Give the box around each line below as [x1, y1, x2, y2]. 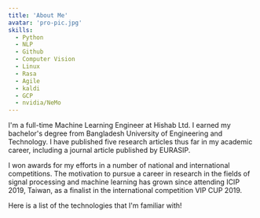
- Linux [15, 63, 41, 71]
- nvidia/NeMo [15, 99, 61, 107]
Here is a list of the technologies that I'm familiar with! [8, 201, 182, 210]
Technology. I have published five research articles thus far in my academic [8, 137, 253, 147]
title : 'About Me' [8, 11, 68, 20]
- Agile [15, 77, 41, 85]
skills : [8, 26, 34, 34]
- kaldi [15, 84, 41, 93]
